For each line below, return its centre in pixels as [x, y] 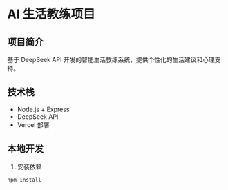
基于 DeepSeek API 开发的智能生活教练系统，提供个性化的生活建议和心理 [111, 60]
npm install [24, 180]
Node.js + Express [44, 109]
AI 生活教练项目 [51, 14]
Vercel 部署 [33, 124]
